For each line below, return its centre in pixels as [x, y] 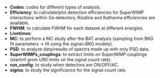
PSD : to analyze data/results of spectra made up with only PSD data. [80, 49]
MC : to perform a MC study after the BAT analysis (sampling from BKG [81, 39]
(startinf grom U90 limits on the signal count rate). [61, 59]
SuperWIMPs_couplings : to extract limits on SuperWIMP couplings [78, 54]
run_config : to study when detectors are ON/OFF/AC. [64, 65]
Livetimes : [21, 33]
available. [20, 23]
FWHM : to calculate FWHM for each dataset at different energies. [77, 28]
